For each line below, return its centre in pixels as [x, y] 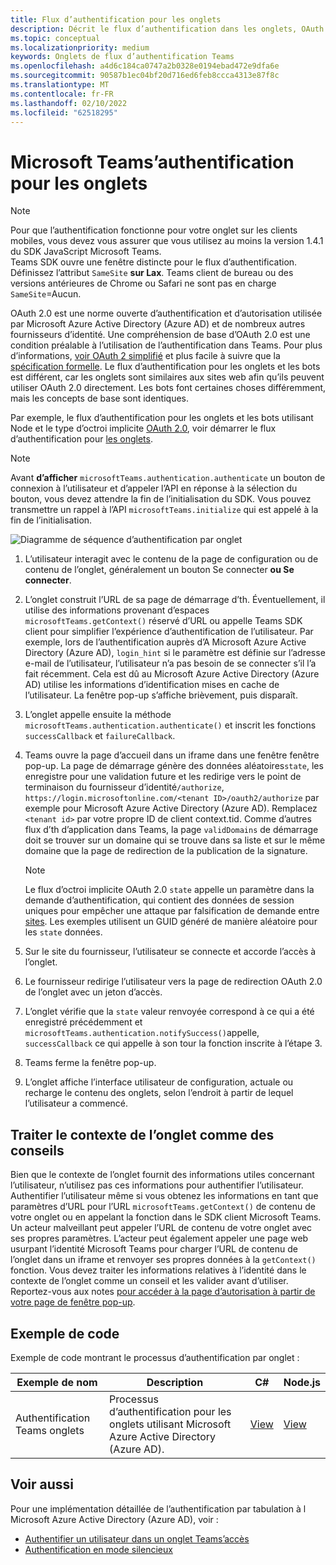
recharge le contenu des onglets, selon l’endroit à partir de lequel [159, 1093]
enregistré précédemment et [83, 1022]
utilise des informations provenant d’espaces [117, 610]
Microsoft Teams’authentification [152, 162]
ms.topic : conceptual [55, 38]
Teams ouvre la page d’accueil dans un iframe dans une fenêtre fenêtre [172, 755]
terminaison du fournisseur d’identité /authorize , [124, 787]
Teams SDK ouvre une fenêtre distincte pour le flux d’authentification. [154, 262]
